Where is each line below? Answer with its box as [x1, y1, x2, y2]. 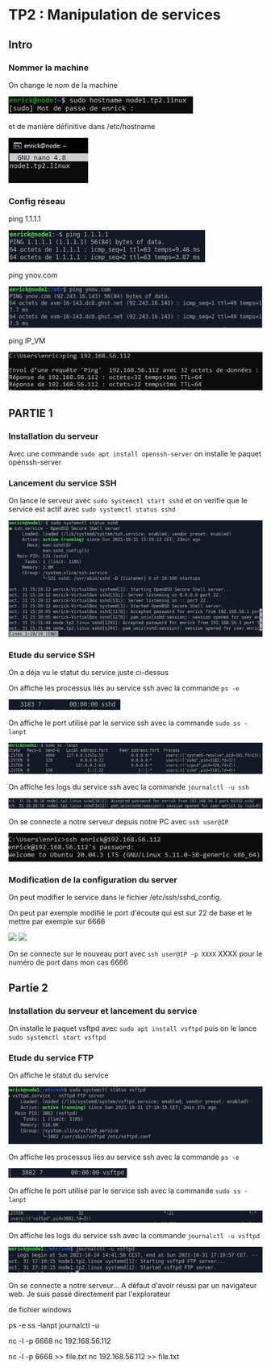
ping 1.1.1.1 [8, 214, 42, 223]
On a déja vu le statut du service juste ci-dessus [8, 667, 169, 677]
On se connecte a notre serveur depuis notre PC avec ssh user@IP [8, 817, 229, 827]
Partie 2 [8, 981, 48, 995]
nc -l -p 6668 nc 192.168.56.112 [8, 1337, 111, 1346]
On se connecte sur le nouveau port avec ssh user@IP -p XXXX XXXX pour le [8, 949, 263, 959]
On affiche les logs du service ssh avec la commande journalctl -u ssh [8, 782, 250, 791]
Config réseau [8, 195, 66, 206]
